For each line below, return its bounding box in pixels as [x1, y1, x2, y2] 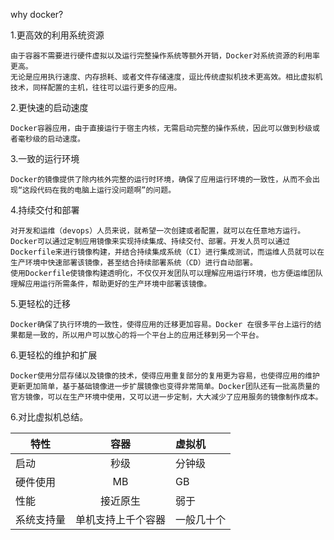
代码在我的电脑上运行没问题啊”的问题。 [36, 185, 177, 195]
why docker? [10, 9, 64, 20]
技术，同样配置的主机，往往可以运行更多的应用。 [10, 83, 182, 93]
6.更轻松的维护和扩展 [10, 349, 98, 361]
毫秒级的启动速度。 [17, 134, 85, 144]
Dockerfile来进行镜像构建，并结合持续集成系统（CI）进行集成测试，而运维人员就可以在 [10, 247, 325, 257]
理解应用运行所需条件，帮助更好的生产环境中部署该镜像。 [10, 279, 212, 289]
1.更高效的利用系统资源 [10, 29, 105, 41]
